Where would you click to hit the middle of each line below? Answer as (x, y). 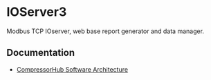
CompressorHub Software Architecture (72, 69)
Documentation (41, 53)
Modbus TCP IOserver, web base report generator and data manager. (105, 31)
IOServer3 (37, 12)
